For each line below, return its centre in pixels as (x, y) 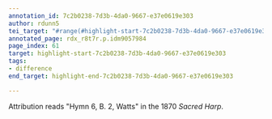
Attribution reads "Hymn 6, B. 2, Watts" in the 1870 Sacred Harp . (116, 106)
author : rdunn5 (34, 23)
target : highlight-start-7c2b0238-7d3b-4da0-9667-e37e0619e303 (117, 53)
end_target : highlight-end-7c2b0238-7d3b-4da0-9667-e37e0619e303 (121, 76)
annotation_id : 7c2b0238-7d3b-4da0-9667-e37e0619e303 (101, 16)
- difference (30, 69)
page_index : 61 (34, 46)
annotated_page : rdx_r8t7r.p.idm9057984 (78, 38)
